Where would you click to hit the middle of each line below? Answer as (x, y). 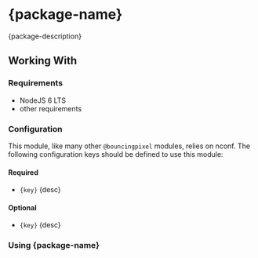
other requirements (51, 108)
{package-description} (45, 36)
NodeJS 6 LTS (43, 100)
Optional (22, 207)
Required (24, 172)
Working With (42, 61)
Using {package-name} (54, 245)
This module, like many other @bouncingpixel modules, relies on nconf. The (129, 146)
